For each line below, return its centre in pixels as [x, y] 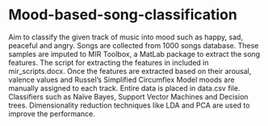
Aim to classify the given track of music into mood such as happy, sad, [126, 37]
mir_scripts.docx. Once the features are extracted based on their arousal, [130, 71]
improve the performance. [52, 113]
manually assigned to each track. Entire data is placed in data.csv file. [124, 88]
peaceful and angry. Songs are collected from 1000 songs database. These [134, 45]
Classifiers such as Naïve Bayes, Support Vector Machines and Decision [128, 96]
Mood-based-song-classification [123, 15]
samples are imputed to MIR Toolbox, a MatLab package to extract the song [134, 54]
